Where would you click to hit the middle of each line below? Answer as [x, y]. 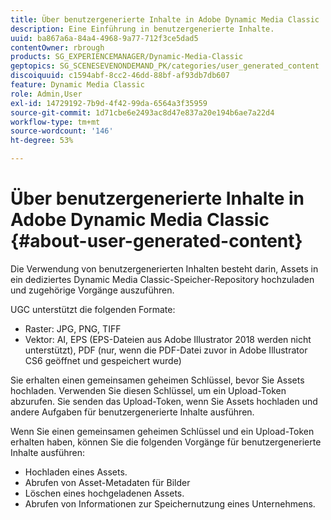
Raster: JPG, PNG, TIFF [73, 328]
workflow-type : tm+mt [55, 122]
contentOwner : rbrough [57, 47]
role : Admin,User [46, 94]
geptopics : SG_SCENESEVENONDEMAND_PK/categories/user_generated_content [165, 66]
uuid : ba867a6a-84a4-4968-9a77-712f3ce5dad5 [104, 38]
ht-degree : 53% [42, 141]
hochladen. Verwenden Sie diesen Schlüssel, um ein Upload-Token [148, 390]
